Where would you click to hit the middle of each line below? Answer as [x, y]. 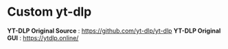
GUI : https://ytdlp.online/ [43, 37]
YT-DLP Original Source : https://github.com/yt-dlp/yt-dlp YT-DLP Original [114, 31]
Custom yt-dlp [49, 12]
